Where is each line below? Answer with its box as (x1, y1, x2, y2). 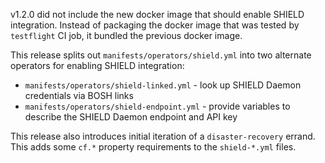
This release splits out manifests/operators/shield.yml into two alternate (10, 49, 312, 61)
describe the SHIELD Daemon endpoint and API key (24, 111, 238, 123)
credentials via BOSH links (24, 90, 134, 101)
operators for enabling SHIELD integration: (10, 60, 185, 71)
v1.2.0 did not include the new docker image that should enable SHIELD (10, 9, 305, 20)
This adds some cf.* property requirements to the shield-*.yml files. (10, 141, 297, 153)
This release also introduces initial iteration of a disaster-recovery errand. (10, 130, 316, 142)
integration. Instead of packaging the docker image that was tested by (10, 19, 300, 31)
